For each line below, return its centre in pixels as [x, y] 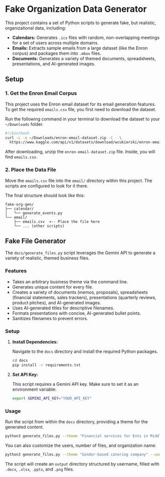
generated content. [25, 427]
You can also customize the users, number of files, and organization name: [81, 445]
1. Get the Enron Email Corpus [41, 93]
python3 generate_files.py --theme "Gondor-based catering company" [77, 454]
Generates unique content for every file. [53, 287]
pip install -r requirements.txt [46, 365]
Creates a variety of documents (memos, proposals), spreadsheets [80, 292]
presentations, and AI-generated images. [54, 64]
